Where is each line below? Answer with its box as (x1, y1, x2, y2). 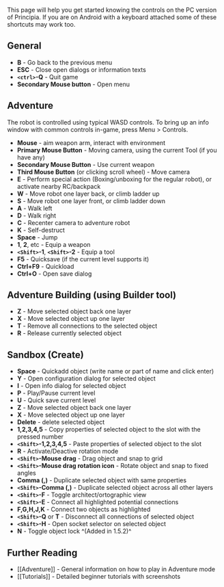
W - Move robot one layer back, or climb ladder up (16, 190, 160, 198)
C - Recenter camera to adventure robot (16, 218, 130, 226)
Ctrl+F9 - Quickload (16, 262, 74, 270)
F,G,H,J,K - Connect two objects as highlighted (16, 506, 151, 514)
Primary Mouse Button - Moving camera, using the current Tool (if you (16, 146, 217, 154)
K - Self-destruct (16, 226, 65, 234)
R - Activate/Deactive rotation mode (16, 447, 119, 456)
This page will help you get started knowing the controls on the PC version (7, 6, 217, 14)
